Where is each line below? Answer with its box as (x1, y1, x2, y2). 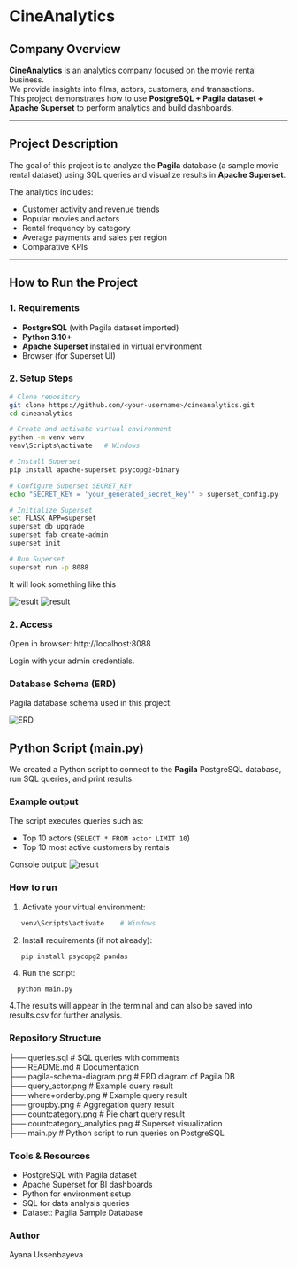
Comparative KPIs (21, 241, 88, 251)
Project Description (9, 136, 118, 151)
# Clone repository (9, 392, 81, 401)
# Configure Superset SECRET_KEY (9, 481, 133, 491)
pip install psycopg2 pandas (20, 952, 128, 961)
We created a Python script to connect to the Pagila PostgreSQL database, (9, 764, 282, 775)
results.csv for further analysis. (9, 1010, 123, 1020)
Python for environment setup (21, 1188, 132, 1199)
